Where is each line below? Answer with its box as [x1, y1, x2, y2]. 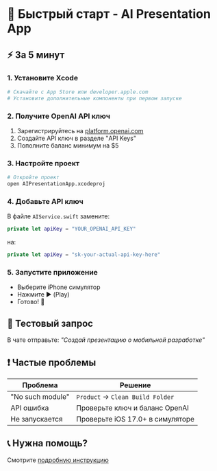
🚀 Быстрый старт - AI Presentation [7, 6, 211, 22]
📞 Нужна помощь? [7, 437, 88, 449]
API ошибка [10, 403, 49, 413]
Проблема [22, 380, 58, 390]
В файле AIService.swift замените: [7, 212, 110, 220]
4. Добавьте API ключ [7, 196, 84, 206]
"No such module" [10, 391, 70, 401]
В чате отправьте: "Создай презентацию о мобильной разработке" [7, 336, 205, 344]
